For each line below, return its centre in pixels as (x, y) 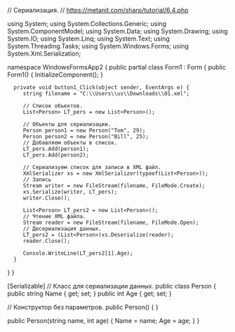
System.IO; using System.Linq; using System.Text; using (88, 39)
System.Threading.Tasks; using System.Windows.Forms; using (98, 46)
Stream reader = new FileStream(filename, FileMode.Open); (111, 223)
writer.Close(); (47, 198)
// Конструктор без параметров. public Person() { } (83, 307)
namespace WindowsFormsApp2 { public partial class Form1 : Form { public (117, 67)
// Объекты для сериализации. (67, 124)
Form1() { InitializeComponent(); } (55, 74)
